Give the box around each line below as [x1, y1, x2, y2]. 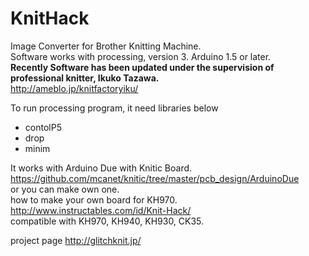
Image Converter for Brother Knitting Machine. [10, 40, 202, 52]
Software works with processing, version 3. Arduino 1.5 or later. [10, 50, 272, 62]
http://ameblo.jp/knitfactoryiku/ [10, 82, 139, 94]
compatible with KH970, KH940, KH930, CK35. [10, 215, 205, 227]
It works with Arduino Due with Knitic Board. [10, 162, 193, 174]
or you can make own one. [10, 183, 120, 195]
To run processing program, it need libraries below [10, 102, 219, 114]
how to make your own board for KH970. [10, 193, 178, 206]
